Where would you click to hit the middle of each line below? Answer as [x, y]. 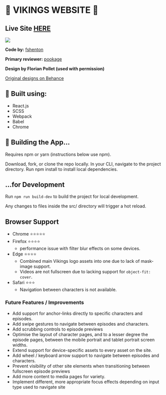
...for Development [35, 185]
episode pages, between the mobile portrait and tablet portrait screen [83, 340]
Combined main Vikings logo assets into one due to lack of [80, 261]
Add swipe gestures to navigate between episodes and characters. [81, 324]
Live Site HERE [28, 28]
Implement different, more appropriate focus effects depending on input [86, 382]
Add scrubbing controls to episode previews [57, 329]
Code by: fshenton [24, 49]
